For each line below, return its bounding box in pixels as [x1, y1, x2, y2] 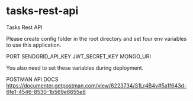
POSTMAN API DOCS [6, 76, 59, 83]
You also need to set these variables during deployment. [6, 64, 144, 71]
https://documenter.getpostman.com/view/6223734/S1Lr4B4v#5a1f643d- [6, 82, 187, 89]
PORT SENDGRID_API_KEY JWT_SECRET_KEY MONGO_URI [6, 53, 151, 60]
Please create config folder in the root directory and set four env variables [6, 35, 187, 42]
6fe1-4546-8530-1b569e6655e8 [6, 88, 86, 95]
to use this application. [6, 41, 62, 48]
